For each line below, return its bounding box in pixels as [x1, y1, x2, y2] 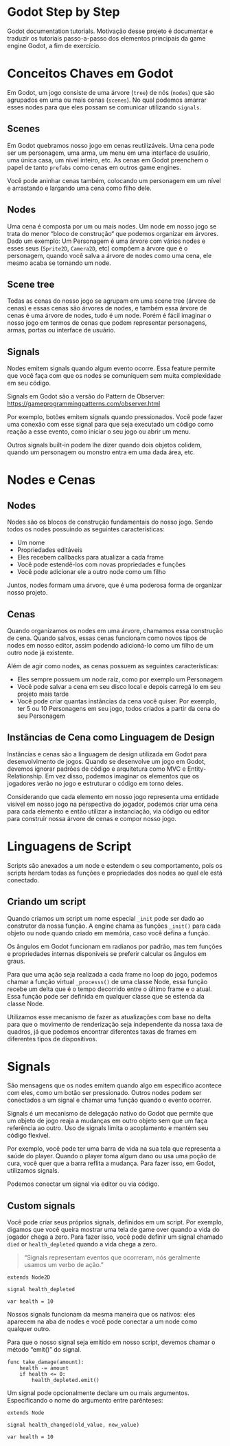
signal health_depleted [7, 1286, 76, 1293]
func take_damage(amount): [7, 1359, 84, 1366]
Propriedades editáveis [16, 546, 83, 554]
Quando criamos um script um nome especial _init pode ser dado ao [7, 914, 205, 922]
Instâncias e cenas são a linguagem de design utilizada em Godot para [7, 749, 207, 758]
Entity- [187, 765, 207, 773]
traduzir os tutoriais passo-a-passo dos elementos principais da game [7, 34, 206, 42]
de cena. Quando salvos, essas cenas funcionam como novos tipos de [7, 634, 207, 642]
